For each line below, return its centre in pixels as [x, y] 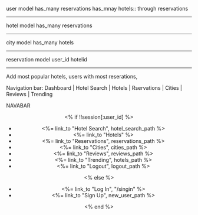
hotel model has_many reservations [49, 25]
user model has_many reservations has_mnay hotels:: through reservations [97, 9]
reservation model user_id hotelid [47, 59]
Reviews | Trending [29, 94]
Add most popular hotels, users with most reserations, [72, 76]
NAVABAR [18, 105]
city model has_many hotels [40, 43]
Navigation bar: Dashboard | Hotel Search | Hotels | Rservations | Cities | [94, 88]
